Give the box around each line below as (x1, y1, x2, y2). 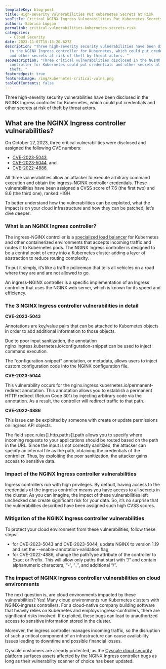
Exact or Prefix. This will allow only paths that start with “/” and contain (12, 556, 157, 563)
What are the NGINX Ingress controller (5, 119, 126, 127)
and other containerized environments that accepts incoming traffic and (5, 239, 152, 245)
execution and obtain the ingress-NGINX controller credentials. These (5, 180, 147, 186)
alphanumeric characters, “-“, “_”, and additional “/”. (12, 562, 117, 568)
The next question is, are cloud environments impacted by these (5, 591, 136, 597)
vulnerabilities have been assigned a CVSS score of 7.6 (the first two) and (5, 185, 155, 191)
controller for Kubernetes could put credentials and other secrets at (9, 62, 161, 67)
